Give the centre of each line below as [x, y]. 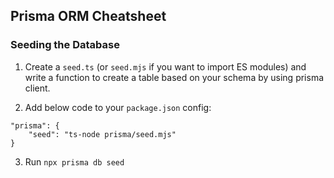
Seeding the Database [65, 45]
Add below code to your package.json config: [118, 107]
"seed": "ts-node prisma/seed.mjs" [102, 134]
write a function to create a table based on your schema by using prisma [174, 77]
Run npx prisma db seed [74, 161]
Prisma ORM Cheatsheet [88, 16]
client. [37, 88]
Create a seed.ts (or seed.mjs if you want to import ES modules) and [165, 66]
